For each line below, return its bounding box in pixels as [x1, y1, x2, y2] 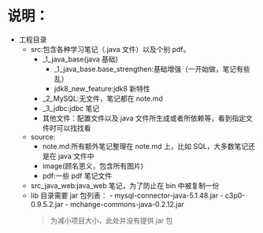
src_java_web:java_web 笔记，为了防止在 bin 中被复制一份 [30, 180, 220, 190]
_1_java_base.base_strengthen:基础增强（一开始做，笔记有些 [54, 64, 251, 73]
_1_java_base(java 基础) [42, 54, 119, 64]
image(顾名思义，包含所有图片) [42, 161, 143, 170]
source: [30, 131, 56, 142]
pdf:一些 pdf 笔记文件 [42, 171, 112, 180]
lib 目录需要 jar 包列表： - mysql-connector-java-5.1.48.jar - [30, 190, 224, 200]
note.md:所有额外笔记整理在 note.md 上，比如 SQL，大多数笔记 [42, 141, 249, 150]
